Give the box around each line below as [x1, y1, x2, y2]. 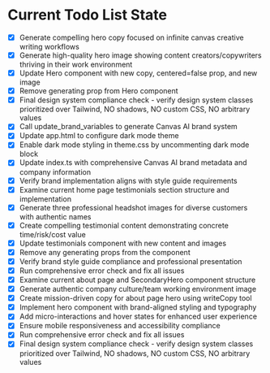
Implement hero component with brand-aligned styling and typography [19, 302, 257, 312]
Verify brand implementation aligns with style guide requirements [19, 176, 238, 185]
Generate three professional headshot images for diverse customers [19, 202, 248, 212]
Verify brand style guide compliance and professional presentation [19, 256, 242, 266]
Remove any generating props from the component [19, 247, 191, 257]
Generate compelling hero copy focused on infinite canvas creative [19, 33, 244, 42]
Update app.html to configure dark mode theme [19, 131, 179, 141]
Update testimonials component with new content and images [19, 238, 227, 248]
